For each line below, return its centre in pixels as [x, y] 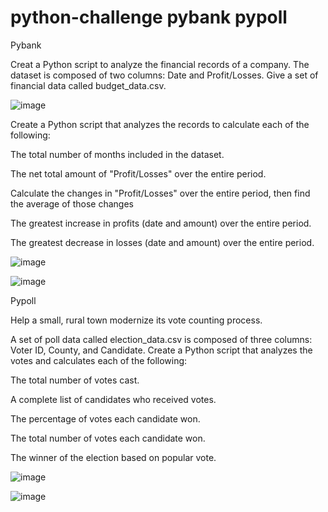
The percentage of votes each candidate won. [105, 418]
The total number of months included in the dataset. [117, 154]
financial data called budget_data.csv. [88, 85]
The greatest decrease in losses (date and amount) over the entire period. [162, 242]
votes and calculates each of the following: [99, 360]
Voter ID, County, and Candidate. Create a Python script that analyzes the [161, 350]
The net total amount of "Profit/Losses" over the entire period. [138, 173]
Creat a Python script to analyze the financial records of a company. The [160, 64]
